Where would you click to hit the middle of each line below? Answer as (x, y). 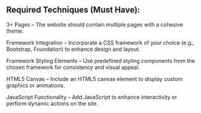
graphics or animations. (36, 85)
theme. (15, 31)
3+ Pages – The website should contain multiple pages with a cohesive (95, 24)
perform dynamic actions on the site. (52, 103)
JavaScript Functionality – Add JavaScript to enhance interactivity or (92, 97)
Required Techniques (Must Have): (73, 10)
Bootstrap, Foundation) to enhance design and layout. (73, 49)
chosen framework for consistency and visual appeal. (73, 67)
